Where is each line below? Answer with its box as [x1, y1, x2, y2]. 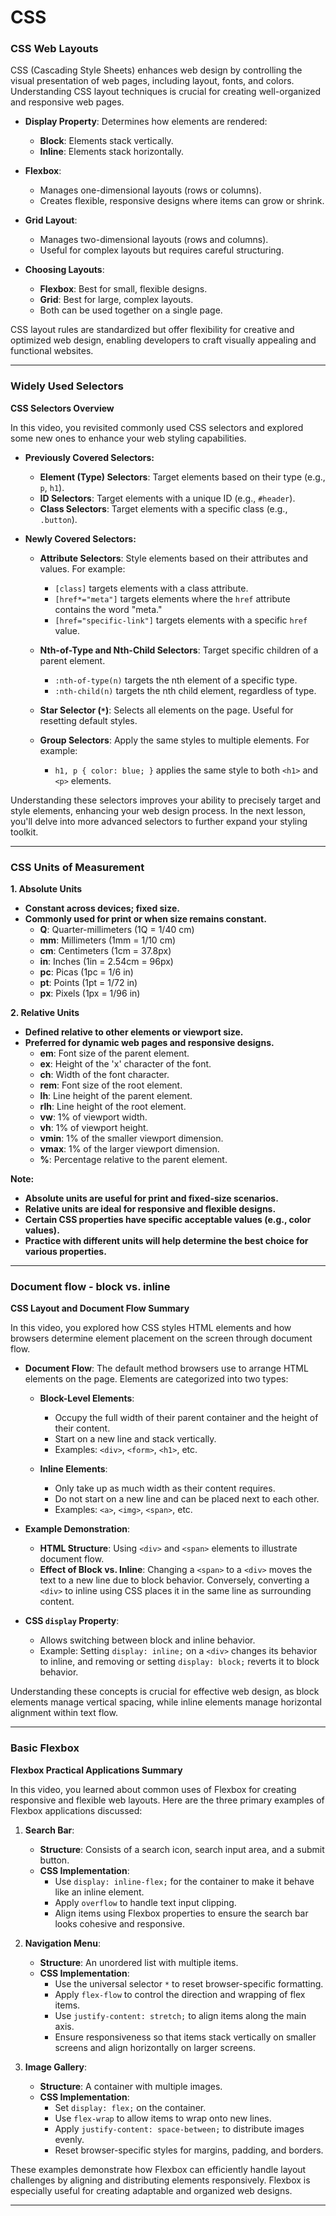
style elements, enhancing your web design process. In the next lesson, [10, 804, 307, 816]
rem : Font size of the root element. [39, 1079, 183, 1091]
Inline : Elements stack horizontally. [39, 146, 185, 158]
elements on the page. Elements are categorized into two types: [24, 1373, 289, 1385]
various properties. [24, 1246, 107, 1258]
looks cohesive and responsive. [54, 1917, 185, 1930]
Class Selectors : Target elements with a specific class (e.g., [39, 502, 288, 515]
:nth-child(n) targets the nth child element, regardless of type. [54, 684, 317, 696]
